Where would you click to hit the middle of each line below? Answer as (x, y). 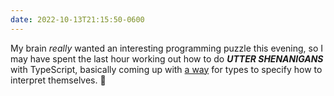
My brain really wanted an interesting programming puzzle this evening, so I (167, 48)
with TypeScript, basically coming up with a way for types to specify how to (166, 69)
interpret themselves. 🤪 (58, 80)
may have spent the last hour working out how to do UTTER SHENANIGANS (167, 58)
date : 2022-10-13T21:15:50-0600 (77, 19)
